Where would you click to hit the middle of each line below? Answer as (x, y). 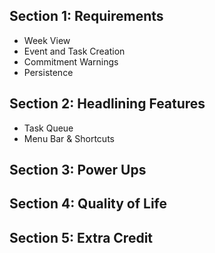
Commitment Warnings (71, 61)
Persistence (48, 72)
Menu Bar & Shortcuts (69, 138)
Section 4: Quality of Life (88, 204)
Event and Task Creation (74, 51)
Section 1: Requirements (86, 16)
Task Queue (48, 128)
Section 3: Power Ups (78, 170)
